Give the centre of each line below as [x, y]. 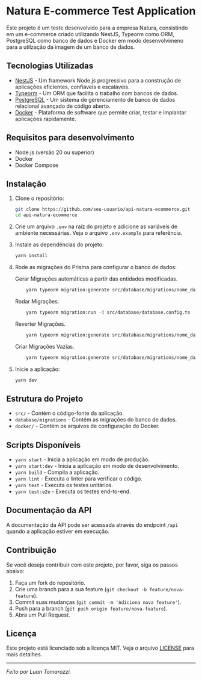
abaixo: [15, 571]
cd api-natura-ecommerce [46, 215]
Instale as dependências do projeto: [59, 244]
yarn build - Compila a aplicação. [57, 472]
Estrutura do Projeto [45, 399]
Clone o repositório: [39, 198]
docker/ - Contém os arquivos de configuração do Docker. [87, 426]
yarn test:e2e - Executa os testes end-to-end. [73, 491]
